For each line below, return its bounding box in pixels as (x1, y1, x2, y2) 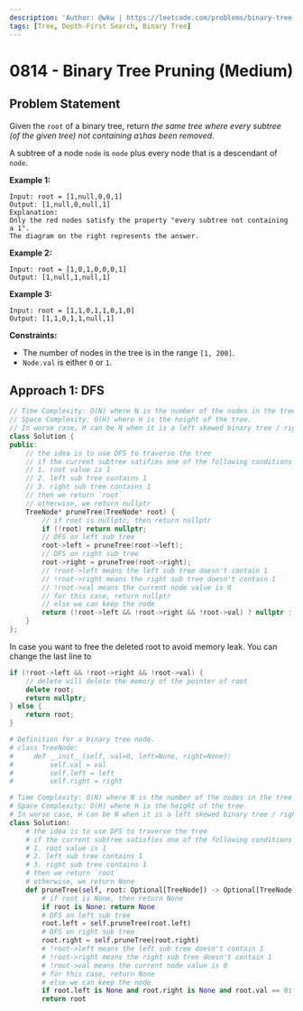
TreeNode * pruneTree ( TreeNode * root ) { (25, 507, 176, 516)
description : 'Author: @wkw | (9, 13, 124, 23)
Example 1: (9, 174, 51, 185)
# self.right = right (9, 777, 124, 786)
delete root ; (25, 685, 75, 694)
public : (9, 440, 39, 450)
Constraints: (9, 329, 58, 340)
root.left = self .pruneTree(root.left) (41, 919, 192, 928)
